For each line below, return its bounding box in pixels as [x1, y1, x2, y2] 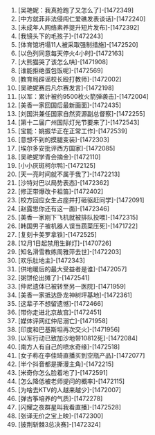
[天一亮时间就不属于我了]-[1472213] [17, 170, 120, 178]
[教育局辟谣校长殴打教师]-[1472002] [17, 75, 122, 83]
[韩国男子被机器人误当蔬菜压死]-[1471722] [17, 222, 138, 230]
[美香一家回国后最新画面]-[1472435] [17, 101, 122, 109]
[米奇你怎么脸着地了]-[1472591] [17, 369, 108, 376]
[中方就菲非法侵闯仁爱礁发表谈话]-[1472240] [17, 14, 146, 23]
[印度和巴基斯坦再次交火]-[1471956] [17, 325, 120, 333]
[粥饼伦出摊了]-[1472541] [17, 273, 90, 282]
